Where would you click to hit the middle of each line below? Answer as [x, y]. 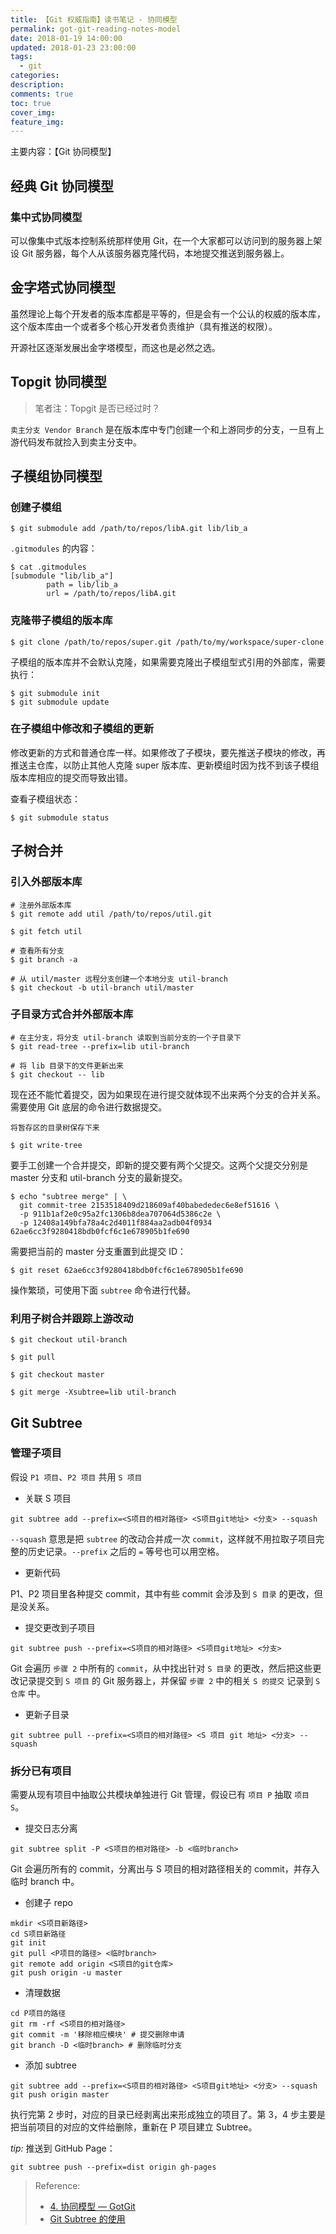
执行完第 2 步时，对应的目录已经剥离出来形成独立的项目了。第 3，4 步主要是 [168, 2115]
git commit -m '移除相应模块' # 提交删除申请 [97, 2035]
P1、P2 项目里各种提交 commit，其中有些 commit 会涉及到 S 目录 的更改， [162, 1593]
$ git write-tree [46, 1145]
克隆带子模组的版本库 [61, 621]
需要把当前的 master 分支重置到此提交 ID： [98, 1251]
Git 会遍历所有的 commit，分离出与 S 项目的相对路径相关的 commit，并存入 [165, 1869]
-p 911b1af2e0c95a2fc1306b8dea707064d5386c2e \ [120, 1214]
